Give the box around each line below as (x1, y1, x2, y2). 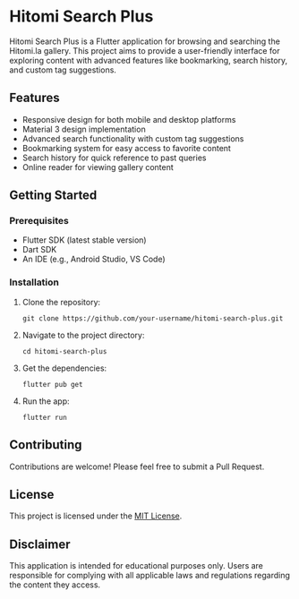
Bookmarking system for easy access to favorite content (21, 142, 231, 153)
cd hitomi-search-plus (21, 347, 107, 355)
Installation (9, 276, 60, 288)
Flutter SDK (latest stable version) (21, 235, 147, 245)
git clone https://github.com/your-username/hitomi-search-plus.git (21, 313, 284, 323)
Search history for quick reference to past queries (21, 152, 207, 163)
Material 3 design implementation (21, 124, 146, 134)
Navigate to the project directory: (21, 329, 145, 340)
